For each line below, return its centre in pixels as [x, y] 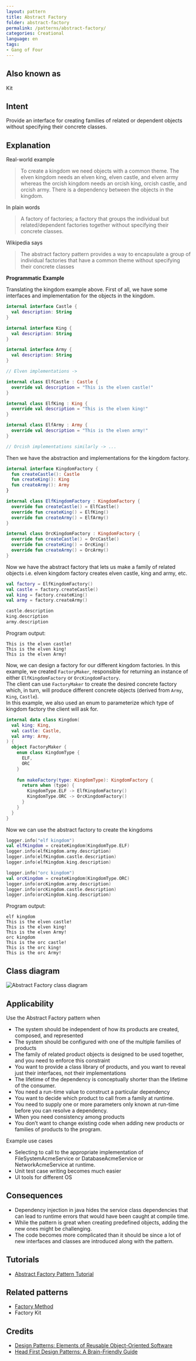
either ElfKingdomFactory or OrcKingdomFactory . [63, 677]
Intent [17, 106]
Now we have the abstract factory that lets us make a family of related [91, 567]
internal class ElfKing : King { [47, 403]
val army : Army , [31, 736]
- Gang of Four [25, 50]
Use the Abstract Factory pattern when [53, 1018]
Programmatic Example [35, 278]
